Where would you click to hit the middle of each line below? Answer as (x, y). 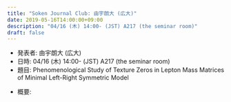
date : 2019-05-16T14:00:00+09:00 (55, 20)
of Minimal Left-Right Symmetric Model (73, 78)
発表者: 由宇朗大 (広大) (49, 53)
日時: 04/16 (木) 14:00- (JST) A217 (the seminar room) (93, 62)
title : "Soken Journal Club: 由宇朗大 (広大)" (72, 13)
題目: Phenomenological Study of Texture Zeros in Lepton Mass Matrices (121, 70)
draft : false (26, 33)
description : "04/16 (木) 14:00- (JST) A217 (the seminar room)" (102, 26)
